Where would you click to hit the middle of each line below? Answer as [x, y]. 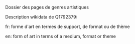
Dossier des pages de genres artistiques [47, 7]
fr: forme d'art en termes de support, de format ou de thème [67, 26]
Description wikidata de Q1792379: [41, 17]
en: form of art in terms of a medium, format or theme [61, 36]
